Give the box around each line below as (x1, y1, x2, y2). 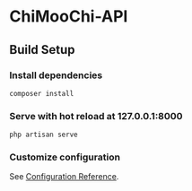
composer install (9, 89, 74, 98)
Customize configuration (9, 151, 121, 163)
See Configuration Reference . (9, 171, 119, 182)
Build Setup (9, 42, 75, 57)
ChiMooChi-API (9, 6, 128, 27)
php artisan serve (9, 130, 78, 140)
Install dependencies (9, 69, 103, 82)
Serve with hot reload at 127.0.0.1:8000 (9, 109, 183, 122)
